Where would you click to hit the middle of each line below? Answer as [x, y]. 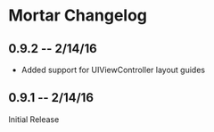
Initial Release [34, 119]
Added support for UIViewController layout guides [113, 70]
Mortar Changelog [78, 16]
